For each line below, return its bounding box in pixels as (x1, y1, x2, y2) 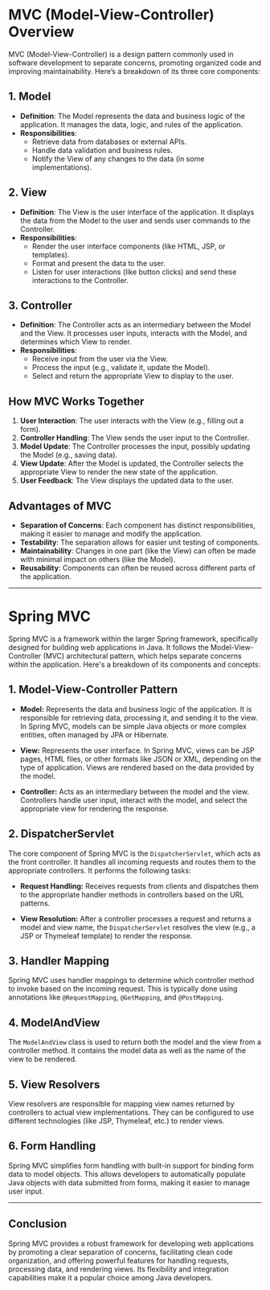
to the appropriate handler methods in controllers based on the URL (19, 889, 244, 899)
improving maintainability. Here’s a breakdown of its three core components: (8, 66, 261, 76)
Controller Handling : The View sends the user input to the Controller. (19, 433, 250, 443)
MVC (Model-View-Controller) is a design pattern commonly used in (8, 49, 235, 59)
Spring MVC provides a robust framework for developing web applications (8, 1239, 255, 1248)
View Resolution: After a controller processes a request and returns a (19, 914, 252, 923)
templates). (31, 249, 70, 259)
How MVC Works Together (8, 394, 145, 408)
